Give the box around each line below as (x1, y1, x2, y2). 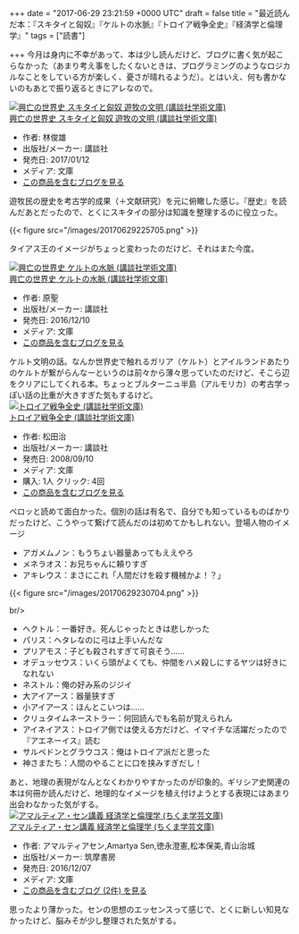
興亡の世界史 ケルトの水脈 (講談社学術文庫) (9, 274, 169, 284)
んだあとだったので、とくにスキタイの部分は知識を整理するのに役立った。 (9, 207, 283, 217)
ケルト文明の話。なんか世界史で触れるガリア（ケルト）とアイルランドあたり (9, 356, 291, 367)
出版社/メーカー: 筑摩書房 (21, 852, 116, 862)
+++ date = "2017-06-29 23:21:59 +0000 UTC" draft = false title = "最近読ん (9, 8, 290, 18)
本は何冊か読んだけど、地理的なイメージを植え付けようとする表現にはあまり (9, 788, 290, 798)
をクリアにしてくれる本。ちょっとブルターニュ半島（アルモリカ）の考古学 (9, 378, 283, 389)
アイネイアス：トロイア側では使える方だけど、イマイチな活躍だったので (21, 724, 287, 734)
